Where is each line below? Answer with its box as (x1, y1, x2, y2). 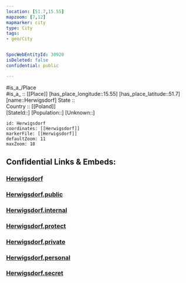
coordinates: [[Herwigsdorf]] (6, 125, 80, 131)
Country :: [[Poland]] (6, 102, 56, 109)
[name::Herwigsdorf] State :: (6, 96, 75, 104)
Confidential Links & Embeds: (6, 157, 116, 167)
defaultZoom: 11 (6, 136, 46, 142)
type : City (6, 25, 33, 31)
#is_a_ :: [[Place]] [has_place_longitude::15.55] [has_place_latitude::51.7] (6, 90, 181, 97)
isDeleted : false (6, 57, 49, 63)
